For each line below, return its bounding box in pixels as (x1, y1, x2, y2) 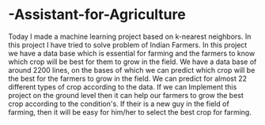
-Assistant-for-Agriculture (8, 6, 186, 24)
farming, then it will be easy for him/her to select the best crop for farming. (8, 107, 252, 116)
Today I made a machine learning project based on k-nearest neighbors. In (8, 32, 252, 41)
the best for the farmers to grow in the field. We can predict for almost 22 (8, 74, 248, 83)
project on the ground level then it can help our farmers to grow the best (8, 90, 244, 100)
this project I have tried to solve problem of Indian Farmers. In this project (8, 40, 248, 49)
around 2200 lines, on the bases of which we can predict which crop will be (8, 65, 256, 74)
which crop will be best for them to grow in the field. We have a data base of (8, 57, 257, 66)
